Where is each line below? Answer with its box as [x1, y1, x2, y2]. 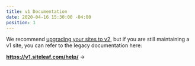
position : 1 [6, 19, 36, 25]
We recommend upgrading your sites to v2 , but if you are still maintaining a [6, 36, 190, 43]
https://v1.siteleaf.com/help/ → [6, 54, 85, 61]
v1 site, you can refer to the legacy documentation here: [6, 42, 142, 49]
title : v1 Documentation [6, 8, 68, 15]
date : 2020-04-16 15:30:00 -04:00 [6, 14, 92, 20]
